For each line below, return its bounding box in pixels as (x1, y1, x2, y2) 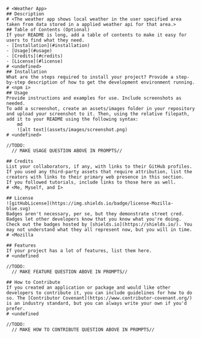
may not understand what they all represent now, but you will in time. (6, 227, 193, 233)
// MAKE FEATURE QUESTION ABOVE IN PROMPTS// (11, 269, 128, 275)
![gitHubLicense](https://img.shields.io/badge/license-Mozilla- (6, 200, 173, 206)
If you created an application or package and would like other (6, 284, 171, 290)
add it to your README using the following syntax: (6, 116, 138, 122)
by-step (6, 79, 26, 85)
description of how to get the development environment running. (28, 79, 196, 85)
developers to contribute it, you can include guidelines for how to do (6, 290, 193, 296)
